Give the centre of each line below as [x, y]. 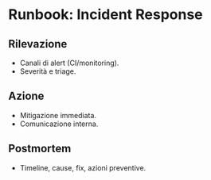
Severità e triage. [48, 71]
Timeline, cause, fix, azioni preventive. [83, 167]
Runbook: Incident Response [105, 15]
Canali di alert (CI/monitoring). [69, 63]
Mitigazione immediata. [58, 115]
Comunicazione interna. [59, 124]
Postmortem [40, 149]
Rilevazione [38, 44]
